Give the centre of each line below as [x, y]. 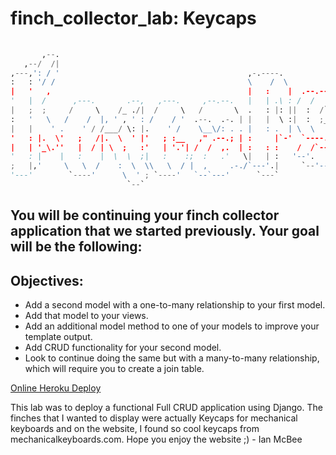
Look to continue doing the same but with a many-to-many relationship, [172, 358]
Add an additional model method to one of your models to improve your [172, 326]
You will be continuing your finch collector [145, 215]
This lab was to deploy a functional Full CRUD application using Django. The [166, 408]
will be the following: [76, 247]
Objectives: [47, 280]
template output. [58, 337]
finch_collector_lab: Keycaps [133, 18]
